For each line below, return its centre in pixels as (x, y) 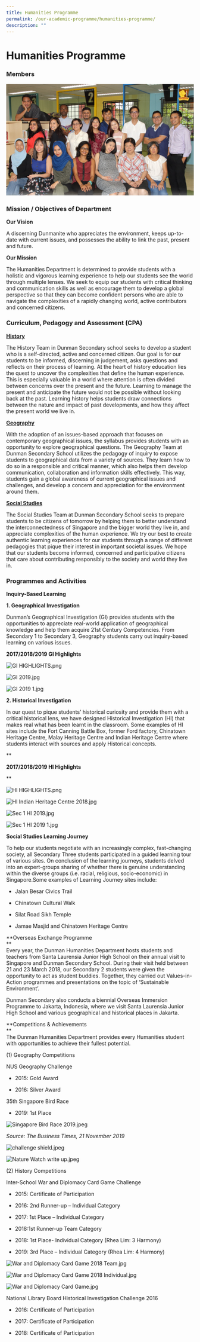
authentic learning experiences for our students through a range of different (99, 540)
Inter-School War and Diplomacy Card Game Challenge (74, 1182)
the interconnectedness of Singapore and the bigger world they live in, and (98, 527)
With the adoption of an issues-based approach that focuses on (85, 434)
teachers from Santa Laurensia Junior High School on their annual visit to (96, 957)
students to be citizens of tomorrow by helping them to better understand (96, 521)
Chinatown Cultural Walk (45, 903)
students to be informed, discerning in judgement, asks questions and (92, 360)
